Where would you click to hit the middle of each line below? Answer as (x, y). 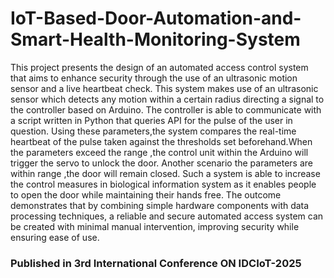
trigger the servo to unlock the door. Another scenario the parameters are (161, 163)
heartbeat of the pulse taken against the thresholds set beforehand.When (161, 141)
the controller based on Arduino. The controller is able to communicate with (166, 109)
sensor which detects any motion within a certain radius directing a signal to (167, 99)
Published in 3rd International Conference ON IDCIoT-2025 (156, 263)
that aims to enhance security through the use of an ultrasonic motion (154, 78)
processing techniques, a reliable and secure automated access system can (167, 216)
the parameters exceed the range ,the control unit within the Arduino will (159, 152)
